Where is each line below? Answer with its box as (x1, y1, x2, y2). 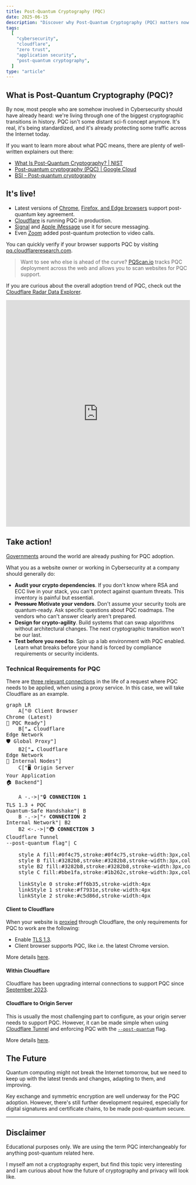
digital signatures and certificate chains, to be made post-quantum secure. (6, 1105, 185, 1112)
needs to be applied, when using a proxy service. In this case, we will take (6, 684, 184, 691)
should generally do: (6, 570, 55, 577)
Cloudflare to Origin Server (6, 999, 73, 1006)
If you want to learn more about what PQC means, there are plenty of (6, 142, 172, 149)
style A (18, 851, 40, 858)
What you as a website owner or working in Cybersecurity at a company (6, 564, 180, 571)
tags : (6, 25, 19, 31)
